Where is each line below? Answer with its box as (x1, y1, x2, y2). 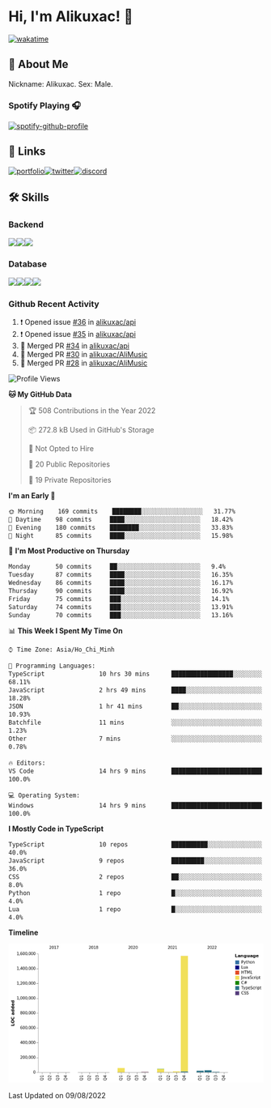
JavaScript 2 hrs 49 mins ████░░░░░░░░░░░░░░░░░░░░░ (8, 686, 263, 695)
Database (8, 258, 47, 270)
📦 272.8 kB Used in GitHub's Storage (28, 425, 155, 435)
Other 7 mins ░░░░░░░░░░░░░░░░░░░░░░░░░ (8, 735, 263, 744)
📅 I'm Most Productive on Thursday (8, 546, 130, 556)
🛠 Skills (8, 190, 50, 205)
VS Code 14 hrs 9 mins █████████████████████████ (8, 767, 263, 776)
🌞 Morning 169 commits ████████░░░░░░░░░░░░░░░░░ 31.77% (8, 508, 236, 516)
